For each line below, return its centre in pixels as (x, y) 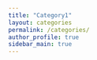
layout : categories (40, 23)
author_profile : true (44, 37)
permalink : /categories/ (49, 30)
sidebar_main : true (40, 44)
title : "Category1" (40, 15)
